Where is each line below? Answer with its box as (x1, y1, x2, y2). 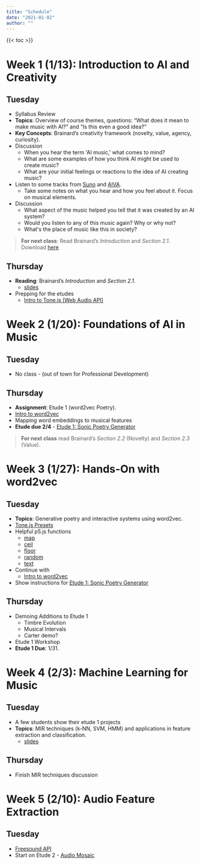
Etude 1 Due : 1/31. (14, 645, 59, 652)
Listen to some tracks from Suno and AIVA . (14, 181, 122, 188)
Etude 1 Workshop (14, 638, 60, 645)
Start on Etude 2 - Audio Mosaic (14, 851, 95, 859)
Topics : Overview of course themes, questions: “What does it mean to (14, 117, 189, 124)
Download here (20, 244, 59, 251)
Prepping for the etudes (14, 290, 74, 297)
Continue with (14, 566, 50, 573)
